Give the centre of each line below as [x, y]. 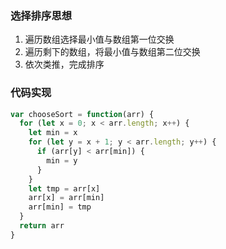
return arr [42, 226]
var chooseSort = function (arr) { [82, 114]
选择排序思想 [41, 15]
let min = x [53, 133]
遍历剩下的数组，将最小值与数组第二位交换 [112, 52]
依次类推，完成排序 [64, 64]
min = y [62, 160]
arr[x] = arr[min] [66, 198]
